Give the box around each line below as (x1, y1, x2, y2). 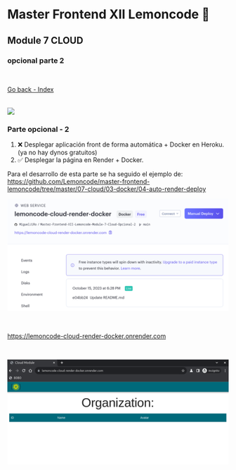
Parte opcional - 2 (7, 124, 70, 134)
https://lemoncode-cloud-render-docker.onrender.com (7, 332, 166, 340)
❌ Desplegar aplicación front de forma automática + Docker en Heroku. (17, 140, 225, 149)
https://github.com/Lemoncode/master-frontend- (7, 178, 150, 186)
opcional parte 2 (7, 56, 65, 66)
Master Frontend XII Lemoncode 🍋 (7, 6, 210, 23)
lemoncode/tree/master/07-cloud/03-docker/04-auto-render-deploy (7, 185, 206, 193)
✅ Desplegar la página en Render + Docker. (17, 156, 144, 164)
